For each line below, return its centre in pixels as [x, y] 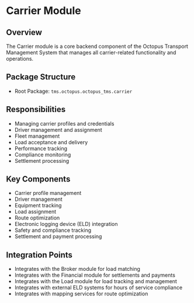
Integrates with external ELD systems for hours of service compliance [98, 288]
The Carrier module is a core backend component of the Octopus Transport [97, 46]
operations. [20, 59]
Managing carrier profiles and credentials [64, 123]
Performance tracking [41, 148]
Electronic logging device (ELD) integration [66, 224]
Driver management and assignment [58, 130]
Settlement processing [42, 161]
